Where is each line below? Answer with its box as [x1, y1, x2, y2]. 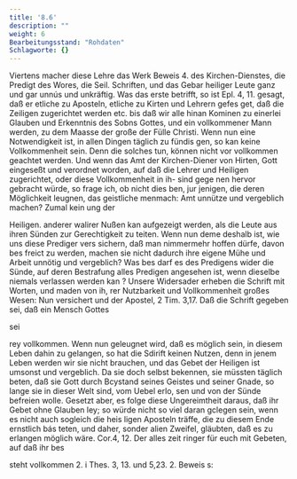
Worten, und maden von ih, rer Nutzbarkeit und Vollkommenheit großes [9, 286, 270, 296]
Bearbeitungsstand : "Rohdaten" [9, 37, 125, 47]
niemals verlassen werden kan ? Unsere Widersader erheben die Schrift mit [9, 276, 285, 287]
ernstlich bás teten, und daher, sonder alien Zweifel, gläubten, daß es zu [9, 423, 273, 435]
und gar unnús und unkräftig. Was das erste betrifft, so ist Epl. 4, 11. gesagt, [9, 90, 285, 100]
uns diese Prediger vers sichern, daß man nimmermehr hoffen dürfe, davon [9, 239, 285, 249]
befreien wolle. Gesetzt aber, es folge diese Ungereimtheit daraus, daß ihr [9, 396, 279, 406]
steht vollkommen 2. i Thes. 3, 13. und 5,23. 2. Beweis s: [9, 459, 215, 470]
